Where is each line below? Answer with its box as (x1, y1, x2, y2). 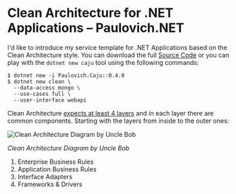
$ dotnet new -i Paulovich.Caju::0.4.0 (7, 72, 125, 79)
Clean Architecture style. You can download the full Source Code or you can (7, 51, 230, 59)
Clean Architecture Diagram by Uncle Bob (7, 143, 130, 152)
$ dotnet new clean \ (7, 78, 71, 85)
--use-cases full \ (13, 90, 71, 97)
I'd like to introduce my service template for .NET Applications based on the (7, 43, 228, 51)
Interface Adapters (17, 172, 73, 181)
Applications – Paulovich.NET (7, 20, 185, 36)
